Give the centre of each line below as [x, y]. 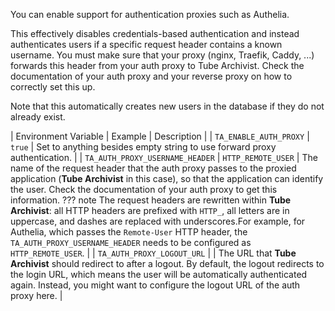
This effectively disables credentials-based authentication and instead [155, 33]
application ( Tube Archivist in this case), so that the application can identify [167, 178]
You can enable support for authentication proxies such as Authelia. [150, 14]
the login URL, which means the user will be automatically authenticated [159, 274]
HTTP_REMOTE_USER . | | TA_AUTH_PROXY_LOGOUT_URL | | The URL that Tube [153, 253]
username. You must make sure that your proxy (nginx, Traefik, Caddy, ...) [162, 55]
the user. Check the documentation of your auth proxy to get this [144, 189]
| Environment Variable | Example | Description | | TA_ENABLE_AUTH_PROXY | [160, 136]
